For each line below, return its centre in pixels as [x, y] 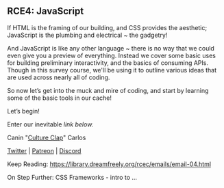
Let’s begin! [23, 111]
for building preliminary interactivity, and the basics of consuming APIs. [108, 63]
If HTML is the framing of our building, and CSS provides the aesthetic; [107, 27]
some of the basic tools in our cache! [59, 98]
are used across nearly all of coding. [59, 77]
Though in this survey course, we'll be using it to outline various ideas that [112, 70]
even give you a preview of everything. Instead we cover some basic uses [111, 55]
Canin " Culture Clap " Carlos [47, 137]
